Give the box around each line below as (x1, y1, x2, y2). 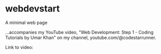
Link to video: (5, 44, 34, 50)
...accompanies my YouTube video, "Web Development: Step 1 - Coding (5, 29, 154, 35)
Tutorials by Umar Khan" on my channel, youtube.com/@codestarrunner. (5, 34, 156, 40)
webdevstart (5, 3, 60, 14)
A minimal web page (5, 19, 48, 25)
